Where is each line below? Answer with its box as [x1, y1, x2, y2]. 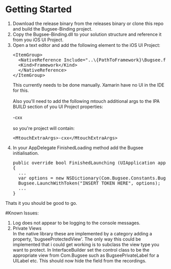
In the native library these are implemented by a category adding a [12, 230, 153, 236]
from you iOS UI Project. [12, 37, 64, 43]
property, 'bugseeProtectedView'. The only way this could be [12, 236, 141, 242]
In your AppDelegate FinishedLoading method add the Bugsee [12, 144, 144, 151]
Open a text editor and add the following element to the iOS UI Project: [12, 42, 160, 48]
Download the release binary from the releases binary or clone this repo [12, 20, 164, 26]
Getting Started [5, 4, 72, 15]
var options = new [18, 175, 64, 181]
